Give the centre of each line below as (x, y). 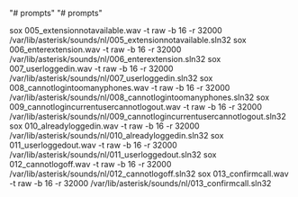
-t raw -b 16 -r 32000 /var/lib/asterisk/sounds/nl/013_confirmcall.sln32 (140, 183)
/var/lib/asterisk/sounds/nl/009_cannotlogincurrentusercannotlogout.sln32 (148, 116)
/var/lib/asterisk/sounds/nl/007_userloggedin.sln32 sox (111, 78)
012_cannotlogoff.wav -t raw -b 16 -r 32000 (90, 164)
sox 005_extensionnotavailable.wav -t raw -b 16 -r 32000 (116, 30)
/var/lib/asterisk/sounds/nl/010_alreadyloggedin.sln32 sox (117, 135)
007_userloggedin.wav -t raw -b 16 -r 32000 (91, 68)
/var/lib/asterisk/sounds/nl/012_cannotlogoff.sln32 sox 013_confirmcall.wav (149, 174)
